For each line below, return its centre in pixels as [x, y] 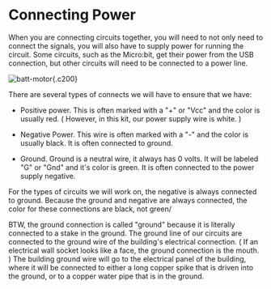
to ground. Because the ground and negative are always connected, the [128, 200]
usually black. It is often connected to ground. [97, 142]
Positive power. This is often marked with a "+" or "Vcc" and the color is [140, 110]
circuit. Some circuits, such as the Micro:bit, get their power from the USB [131, 54]
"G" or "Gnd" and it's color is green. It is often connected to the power [137, 167]
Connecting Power [72, 15]
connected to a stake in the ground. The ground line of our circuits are [125, 233]
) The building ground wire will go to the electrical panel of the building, [127, 259]
